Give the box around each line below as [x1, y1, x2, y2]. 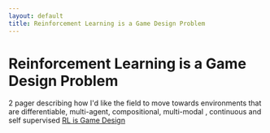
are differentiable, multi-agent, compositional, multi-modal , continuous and [8, 107, 262, 117]
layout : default [8, 11, 63, 20]
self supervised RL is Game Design [8, 115, 126, 126]
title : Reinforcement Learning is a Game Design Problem [8, 19, 206, 28]
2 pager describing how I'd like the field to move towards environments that [8, 98, 262, 108]
